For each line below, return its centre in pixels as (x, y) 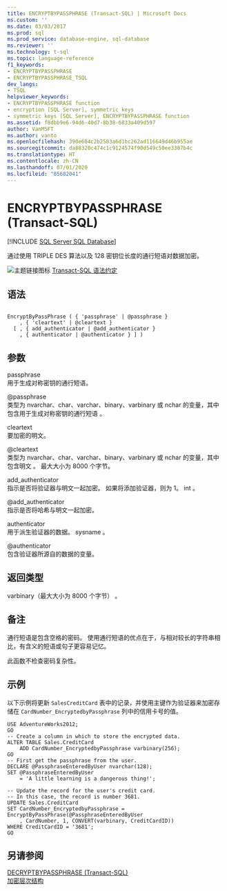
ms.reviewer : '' (30, 46)
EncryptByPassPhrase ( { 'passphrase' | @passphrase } (88, 317)
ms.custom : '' (28, 20)
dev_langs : (23, 84)
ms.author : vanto (32, 135)
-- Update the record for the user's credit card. (81, 790)
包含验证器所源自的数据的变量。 (52, 554)
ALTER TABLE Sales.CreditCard (51, 742)
